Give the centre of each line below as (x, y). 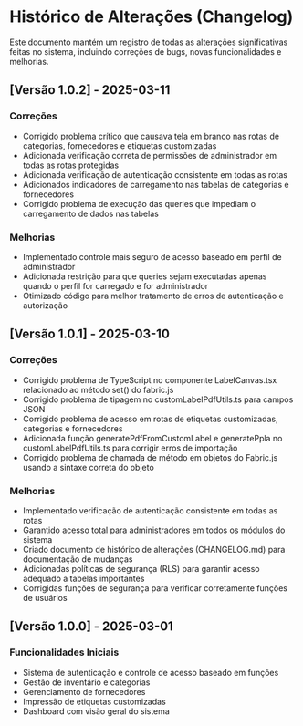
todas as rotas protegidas (71, 165)
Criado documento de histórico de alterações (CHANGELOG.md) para (154, 549)
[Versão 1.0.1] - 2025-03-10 (90, 334)
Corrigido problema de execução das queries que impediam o (139, 203)
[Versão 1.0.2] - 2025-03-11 (90, 90)
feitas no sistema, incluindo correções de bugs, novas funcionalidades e (146, 51)
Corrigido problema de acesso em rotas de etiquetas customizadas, (150, 419)
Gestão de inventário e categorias (86, 682)
